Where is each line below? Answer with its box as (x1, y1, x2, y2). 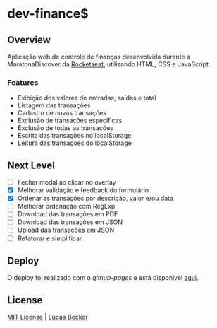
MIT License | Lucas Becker (7, 313, 88, 322)
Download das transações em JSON (17, 218, 123, 226)
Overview (7, 34, 51, 46)
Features (7, 77, 39, 87)
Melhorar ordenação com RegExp (17, 202, 116, 211)
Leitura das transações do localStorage (17, 139, 132, 147)
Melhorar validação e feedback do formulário (17, 186, 149, 194)
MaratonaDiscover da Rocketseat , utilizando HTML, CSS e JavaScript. (7, 60, 211, 69)
